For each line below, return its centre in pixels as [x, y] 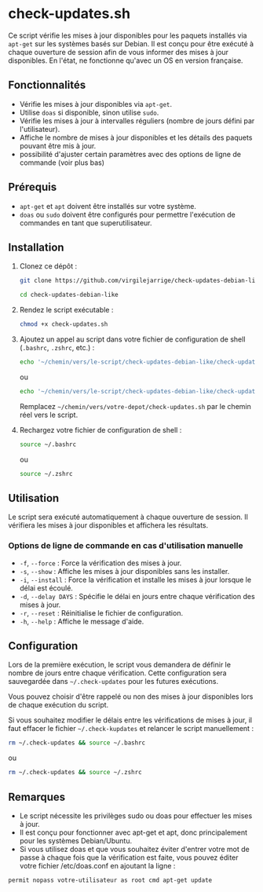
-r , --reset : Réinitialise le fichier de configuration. [101, 612]
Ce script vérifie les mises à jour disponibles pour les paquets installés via [128, 35]
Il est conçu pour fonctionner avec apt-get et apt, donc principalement [133, 832]
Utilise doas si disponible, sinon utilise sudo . [89, 112]
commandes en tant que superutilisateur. [86, 223]
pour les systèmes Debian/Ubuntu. [75, 840]
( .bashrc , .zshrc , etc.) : [57, 347]
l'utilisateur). [40, 129]
